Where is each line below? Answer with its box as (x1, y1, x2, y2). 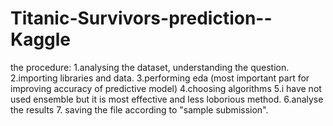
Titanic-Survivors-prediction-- (10, 7, 273, 30)
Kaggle (10, 28, 72, 51)
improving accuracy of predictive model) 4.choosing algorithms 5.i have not (10, 82, 322, 94)
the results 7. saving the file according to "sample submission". (10, 103, 269, 116)
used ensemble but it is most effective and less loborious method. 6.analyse (10, 93, 324, 105)
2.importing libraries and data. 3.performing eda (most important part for (10, 72, 310, 84)
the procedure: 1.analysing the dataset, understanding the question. (10, 61, 290, 73)
